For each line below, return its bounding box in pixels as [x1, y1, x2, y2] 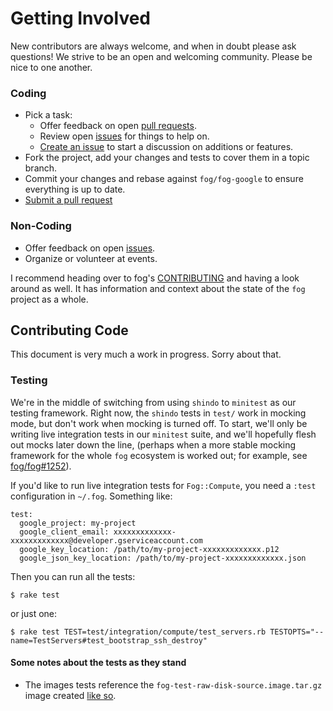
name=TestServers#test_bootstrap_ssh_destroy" [10, 635, 208, 646]
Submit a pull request [24, 194, 113, 206]
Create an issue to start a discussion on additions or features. [39, 141, 294, 153]
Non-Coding [10, 219, 72, 233]
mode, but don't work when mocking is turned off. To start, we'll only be [10, 417, 308, 429]
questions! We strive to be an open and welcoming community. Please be [10, 50, 313, 62]
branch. [24, 162, 58, 174]
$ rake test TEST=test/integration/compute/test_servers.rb [10, 627, 267, 637]
